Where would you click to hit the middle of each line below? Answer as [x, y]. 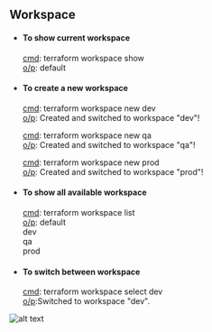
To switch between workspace [81, 272]
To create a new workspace [75, 88]
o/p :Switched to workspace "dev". [86, 301]
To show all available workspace [84, 192]
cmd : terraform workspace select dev [92, 291]
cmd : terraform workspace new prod [91, 162]
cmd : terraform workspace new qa [87, 135]
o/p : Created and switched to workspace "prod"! [113, 171]
